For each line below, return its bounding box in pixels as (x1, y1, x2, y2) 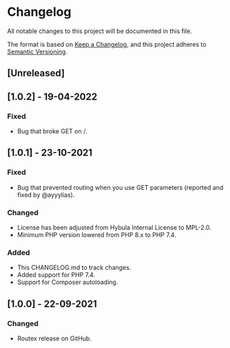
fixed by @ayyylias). (17, 191, 75, 199)
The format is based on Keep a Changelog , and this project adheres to (7, 40, 207, 48)
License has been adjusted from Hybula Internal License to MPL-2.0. (17, 224, 212, 231)
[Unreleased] (7, 67, 65, 79)
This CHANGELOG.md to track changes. (17, 263, 132, 272)
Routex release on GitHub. (17, 334, 92, 342)
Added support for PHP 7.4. (17, 271, 95, 279)
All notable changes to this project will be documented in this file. (7, 27, 193, 35)
